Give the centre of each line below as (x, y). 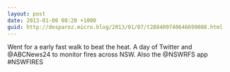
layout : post (27, 14)
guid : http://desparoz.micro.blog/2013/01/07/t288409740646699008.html (115, 27)
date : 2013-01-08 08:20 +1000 (52, 20)
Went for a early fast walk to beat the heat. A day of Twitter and (100, 47)
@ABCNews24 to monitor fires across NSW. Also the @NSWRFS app (108, 54)
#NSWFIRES (25, 62)
